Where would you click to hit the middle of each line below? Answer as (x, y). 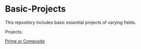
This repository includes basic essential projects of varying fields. (71, 22)
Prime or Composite (25, 41)
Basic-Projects (36, 9)
